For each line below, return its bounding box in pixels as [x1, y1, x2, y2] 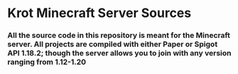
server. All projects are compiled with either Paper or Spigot [7, 39, 218, 49]
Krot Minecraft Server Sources [7, 5, 192, 21]
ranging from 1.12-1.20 [7, 57, 87, 67]
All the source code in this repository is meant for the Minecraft [7, 31, 231, 41]
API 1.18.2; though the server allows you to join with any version [7, 48, 232, 58]
